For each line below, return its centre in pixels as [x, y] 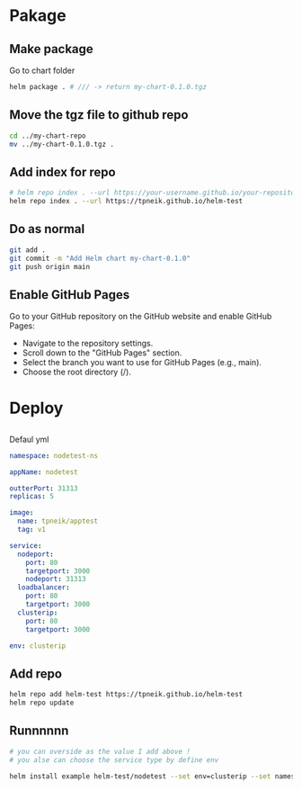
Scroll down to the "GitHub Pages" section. [102, 353]
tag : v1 [32, 530]
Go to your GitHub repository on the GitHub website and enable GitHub [141, 317]
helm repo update [42, 703]
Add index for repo [62, 172]
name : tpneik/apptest [58, 521]
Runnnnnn [39, 731]
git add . [28, 250]
